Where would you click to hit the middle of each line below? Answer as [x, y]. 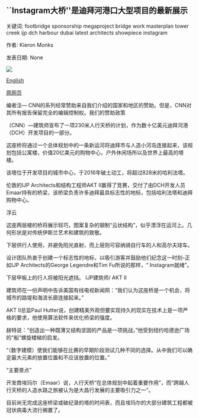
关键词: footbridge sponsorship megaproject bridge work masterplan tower [98, 26]
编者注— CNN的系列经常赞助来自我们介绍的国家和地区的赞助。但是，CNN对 [99, 105]
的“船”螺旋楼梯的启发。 [35, 337]
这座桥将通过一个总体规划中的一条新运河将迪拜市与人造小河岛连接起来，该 [97, 145]
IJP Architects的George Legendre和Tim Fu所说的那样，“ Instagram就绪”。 [102, 265]
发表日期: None [25, 57]
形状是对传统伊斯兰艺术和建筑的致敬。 [58, 232]
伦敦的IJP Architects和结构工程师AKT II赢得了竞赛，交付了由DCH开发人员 [96, 185]
